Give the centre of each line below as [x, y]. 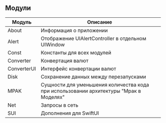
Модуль [22, 22]
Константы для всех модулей [76, 52]
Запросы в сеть [60, 105]
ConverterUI [22, 69]
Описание [100, 22]
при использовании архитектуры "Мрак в [91, 91]
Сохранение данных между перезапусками [93, 77]
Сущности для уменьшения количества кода [95, 84]
